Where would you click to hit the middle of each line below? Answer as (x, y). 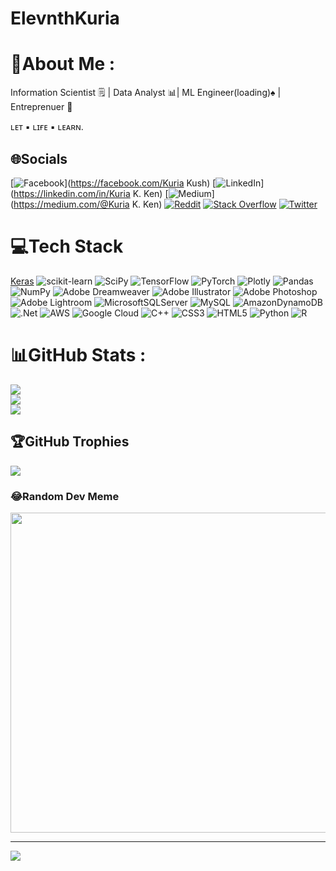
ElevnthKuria (65, 18)
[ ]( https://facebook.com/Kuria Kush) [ (113, 183)
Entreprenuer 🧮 (41, 107)
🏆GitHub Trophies (70, 442)
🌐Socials (39, 158)
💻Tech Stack (67, 246)
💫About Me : (63, 64)
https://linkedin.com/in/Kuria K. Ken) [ (91, 193)
